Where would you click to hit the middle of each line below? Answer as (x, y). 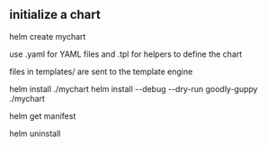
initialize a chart (55, 15)
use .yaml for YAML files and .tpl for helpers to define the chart (126, 54)
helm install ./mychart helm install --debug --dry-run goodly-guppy (133, 88)
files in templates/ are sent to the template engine (101, 71)
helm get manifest (43, 115)
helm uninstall (35, 133)
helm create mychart (48, 36)
